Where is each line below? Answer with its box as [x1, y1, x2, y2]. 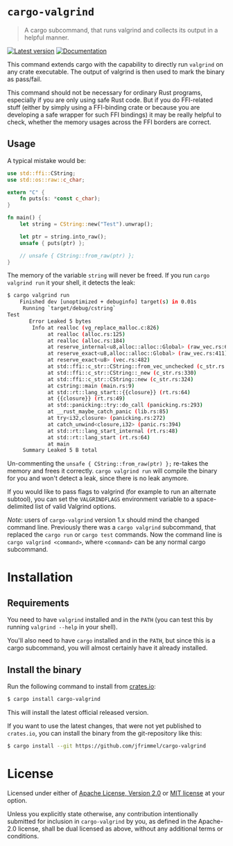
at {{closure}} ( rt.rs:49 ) [47, 395, 126, 403]
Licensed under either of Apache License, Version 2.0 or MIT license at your [7, 788, 225, 797]
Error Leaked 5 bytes [28, 318, 92, 325]
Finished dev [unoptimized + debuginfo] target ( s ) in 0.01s [19, 298, 197, 305]
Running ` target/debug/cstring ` [22, 305, 116, 312]
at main [47, 440, 70, 448]
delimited [7, 502, 34, 511]
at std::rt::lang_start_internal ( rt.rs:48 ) [47, 428, 178, 434]
